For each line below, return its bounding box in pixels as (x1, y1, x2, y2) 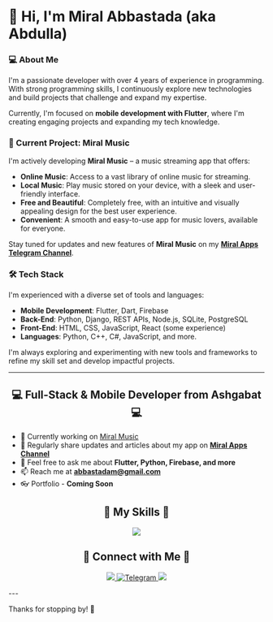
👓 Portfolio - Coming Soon (19, 478, 114, 488)
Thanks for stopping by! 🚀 (8, 604, 95, 614)
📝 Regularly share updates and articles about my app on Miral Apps (19, 440, 248, 450)
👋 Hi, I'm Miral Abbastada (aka (8, 7, 217, 26)
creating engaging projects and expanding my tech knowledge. (8, 117, 220, 127)
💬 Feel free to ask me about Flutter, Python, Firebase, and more (19, 457, 236, 467)
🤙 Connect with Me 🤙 (82, 550, 191, 564)
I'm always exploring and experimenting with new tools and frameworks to (8, 348, 258, 357)
